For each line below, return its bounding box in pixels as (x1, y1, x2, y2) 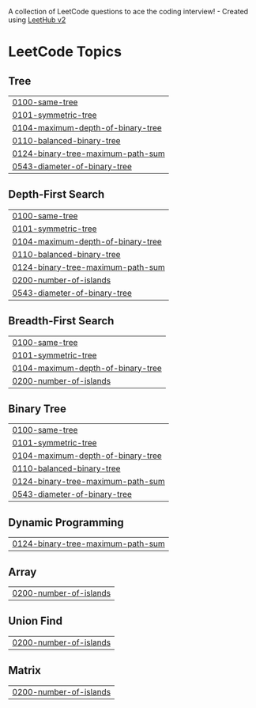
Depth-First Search (8, 187, 105, 201)
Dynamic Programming (8, 516, 124, 529)
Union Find (8, 615, 63, 628)
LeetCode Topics (8, 43, 122, 61)
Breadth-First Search (8, 314, 115, 327)
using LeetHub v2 (8, 15, 66, 25)
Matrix (8, 664, 41, 677)
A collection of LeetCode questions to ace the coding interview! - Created (8, 7, 249, 16)
